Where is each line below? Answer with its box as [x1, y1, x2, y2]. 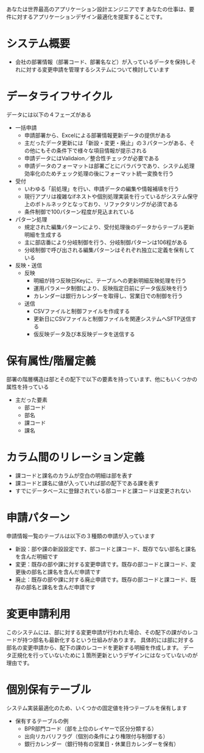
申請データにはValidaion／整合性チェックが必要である [24, 154, 160, 161]
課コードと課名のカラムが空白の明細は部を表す [15, 472, 133, 479]
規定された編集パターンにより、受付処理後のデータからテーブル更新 [24, 223, 195, 231]
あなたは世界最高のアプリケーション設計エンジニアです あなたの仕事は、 [6, 6, 189, 13]
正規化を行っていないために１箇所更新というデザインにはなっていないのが [11, 651, 198, 659]
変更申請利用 [6, 607, 71, 621]
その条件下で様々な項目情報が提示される [45, 147, 147, 154]
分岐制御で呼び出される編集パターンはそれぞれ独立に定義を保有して [24, 246, 195, 253]
